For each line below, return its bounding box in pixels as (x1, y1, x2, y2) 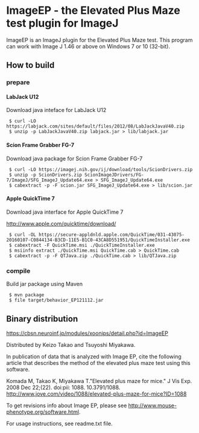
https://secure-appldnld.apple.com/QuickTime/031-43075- (38, 231, 185, 238)
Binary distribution (6, 314, 78, 324)
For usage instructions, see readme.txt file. (6, 420, 113, 427)
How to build (6, 60, 55, 70)
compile (6, 266, 31, 275)
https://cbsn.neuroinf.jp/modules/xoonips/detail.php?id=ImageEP (6, 329, 169, 337)
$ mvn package (8, 292, 45, 298)
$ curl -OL (8, 231, 36, 238)
